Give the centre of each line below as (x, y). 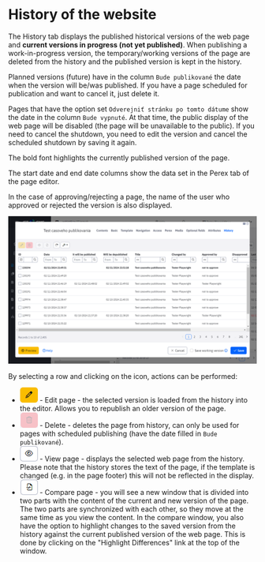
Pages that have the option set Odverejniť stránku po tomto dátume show (128, 109)
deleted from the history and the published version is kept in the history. (125, 62)
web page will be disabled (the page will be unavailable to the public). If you (131, 126)
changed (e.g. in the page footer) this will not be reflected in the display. (137, 476)
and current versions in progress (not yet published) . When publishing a (128, 44)
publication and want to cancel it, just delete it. (84, 93)
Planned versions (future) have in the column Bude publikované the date (125, 77)
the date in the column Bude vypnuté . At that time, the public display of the (128, 117)
